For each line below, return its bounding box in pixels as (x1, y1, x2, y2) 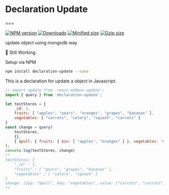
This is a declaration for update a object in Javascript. (5, 78, 117, 84)
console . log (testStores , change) (5, 148, 75, 153)
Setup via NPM (5, 59, 36, 65)
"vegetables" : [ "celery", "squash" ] (14, 171, 98, 176)
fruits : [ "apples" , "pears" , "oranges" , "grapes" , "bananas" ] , (14, 111, 154, 116)
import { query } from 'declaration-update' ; (5, 92, 102, 97)
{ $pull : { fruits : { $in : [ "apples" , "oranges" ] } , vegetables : (14, 139, 158, 144)
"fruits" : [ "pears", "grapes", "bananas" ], (14, 167, 114, 172)
